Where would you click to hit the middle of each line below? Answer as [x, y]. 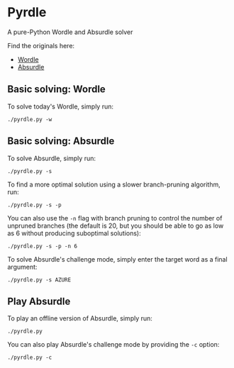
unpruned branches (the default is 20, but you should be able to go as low [116, 225]
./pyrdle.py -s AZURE [39, 280]
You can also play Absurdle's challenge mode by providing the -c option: [113, 345]
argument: [22, 267]
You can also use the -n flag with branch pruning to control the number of [115, 218]
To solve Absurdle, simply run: [51, 158]
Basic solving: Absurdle [61, 141]
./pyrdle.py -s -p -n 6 [43, 246]
